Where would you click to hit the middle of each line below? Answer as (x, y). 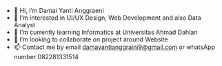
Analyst (24, 25)
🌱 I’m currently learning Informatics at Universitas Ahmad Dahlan (105, 32)
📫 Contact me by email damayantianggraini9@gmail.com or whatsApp (114, 47)
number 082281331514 (46, 57)
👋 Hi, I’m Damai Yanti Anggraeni (59, 11)
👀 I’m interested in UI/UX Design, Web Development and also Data (107, 18)
